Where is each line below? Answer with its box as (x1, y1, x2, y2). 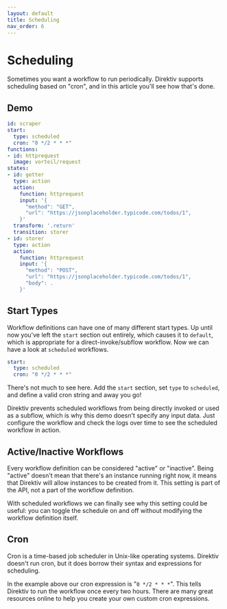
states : (7, 165, 29, 172)
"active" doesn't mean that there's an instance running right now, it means (7, 471, 217, 479)
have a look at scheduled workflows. (7, 345, 109, 353)
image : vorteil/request (13, 158, 81, 165)
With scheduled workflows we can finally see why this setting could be (7, 499, 208, 508)
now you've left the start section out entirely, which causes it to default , (7, 331, 214, 339)
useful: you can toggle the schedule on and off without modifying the (7, 507, 202, 514)
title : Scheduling (7, 16, 60, 23)
